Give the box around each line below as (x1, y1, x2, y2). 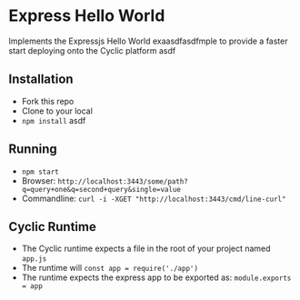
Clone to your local (21, 105, 93, 116)
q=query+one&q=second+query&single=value (21, 185, 181, 194)
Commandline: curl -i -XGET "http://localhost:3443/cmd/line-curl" (21, 193, 286, 204)
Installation (8, 72, 74, 87)
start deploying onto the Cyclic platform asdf (8, 45, 176, 55)
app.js (21, 255, 47, 264)
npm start (21, 167, 60, 176)
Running (8, 142, 58, 157)
